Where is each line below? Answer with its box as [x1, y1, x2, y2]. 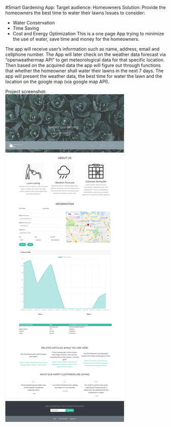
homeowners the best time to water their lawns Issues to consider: [5, 10, 145, 16]
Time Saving [12, 25, 39, 31]
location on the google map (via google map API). [5, 79, 110, 84]
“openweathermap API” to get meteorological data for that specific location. [5, 57, 165, 63]
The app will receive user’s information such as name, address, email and [5, 46, 160, 52]
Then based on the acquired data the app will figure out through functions [5, 62, 161, 68]
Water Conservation [12, 20, 55, 26]
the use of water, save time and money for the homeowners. [12, 36, 139, 42]
